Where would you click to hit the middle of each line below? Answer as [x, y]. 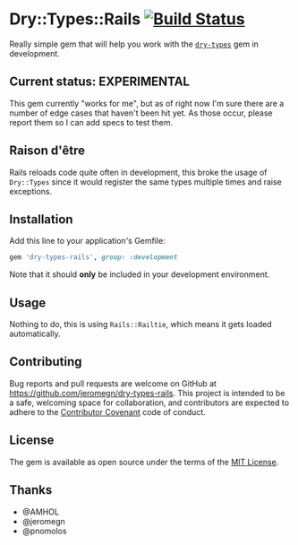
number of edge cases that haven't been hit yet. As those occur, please [141, 113]
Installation [41, 219]
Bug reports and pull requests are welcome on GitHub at [113, 383]
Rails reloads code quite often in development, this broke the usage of [138, 172]
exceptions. [30, 191]
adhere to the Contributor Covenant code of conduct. [107, 411]
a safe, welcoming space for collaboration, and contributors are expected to [149, 402]
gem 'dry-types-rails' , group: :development [94, 257]
